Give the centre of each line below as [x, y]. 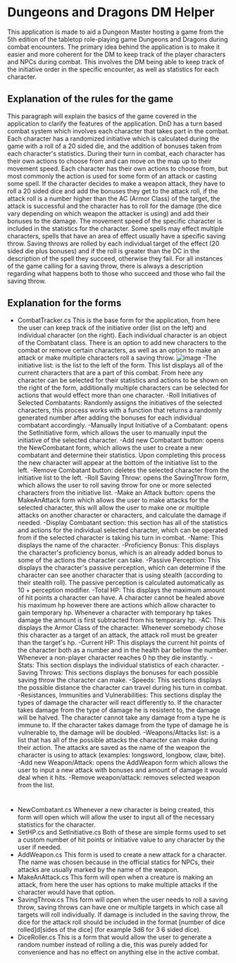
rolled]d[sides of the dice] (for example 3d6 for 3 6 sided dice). [109, 929]
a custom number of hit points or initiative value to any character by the [121, 840]
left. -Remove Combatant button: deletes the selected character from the [123, 470]
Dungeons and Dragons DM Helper [111, 12]
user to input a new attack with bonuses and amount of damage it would [122, 770]
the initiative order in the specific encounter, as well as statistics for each [113, 69]
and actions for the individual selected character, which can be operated [123, 530]
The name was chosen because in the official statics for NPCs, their [116, 862]
